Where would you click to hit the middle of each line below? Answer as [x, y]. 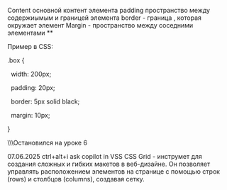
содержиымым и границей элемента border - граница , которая [105, 18]
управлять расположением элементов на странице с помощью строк [114, 172]
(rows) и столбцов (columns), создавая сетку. [76, 179]
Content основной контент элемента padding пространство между [109, 10]
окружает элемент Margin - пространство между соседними [100, 25]
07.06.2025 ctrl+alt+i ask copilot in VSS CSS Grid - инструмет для [105, 156]
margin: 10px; [30, 115]
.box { [16, 60]
